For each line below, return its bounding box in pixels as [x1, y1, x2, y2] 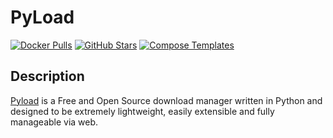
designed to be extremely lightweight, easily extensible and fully [10, 105, 275, 117]
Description [10, 68, 85, 85]
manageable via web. [10, 116, 99, 128]
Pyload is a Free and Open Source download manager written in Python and [10, 94, 323, 106]
